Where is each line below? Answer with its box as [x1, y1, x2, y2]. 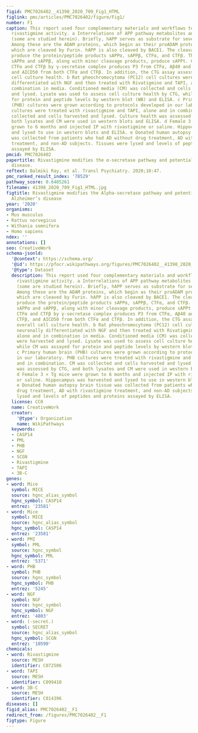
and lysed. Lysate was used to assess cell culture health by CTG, [11, 91, 181, 97]
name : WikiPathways [16, 421, 65, 427]
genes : [6, 476, 22, 482]
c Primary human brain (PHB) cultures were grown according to [16, 349, 176, 355]
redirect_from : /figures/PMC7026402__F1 [6, 712, 107, 718]
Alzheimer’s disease [11, 196, 62, 202]
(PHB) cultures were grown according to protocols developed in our [11, 102, 183, 108]
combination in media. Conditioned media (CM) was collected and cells [11, 86, 192, 92]
